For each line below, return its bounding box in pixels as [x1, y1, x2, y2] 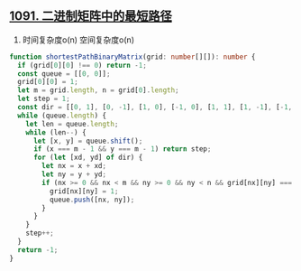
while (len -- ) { [25, 127, 87, 137]
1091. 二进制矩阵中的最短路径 [9, 8, 173, 24]
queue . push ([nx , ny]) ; [49, 195, 135, 204]
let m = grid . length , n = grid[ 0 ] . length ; [17, 86, 179, 95]
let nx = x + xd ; [41, 162, 106, 171]
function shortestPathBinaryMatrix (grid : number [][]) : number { [9, 52, 256, 61]
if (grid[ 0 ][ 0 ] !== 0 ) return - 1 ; [17, 61, 147, 70]
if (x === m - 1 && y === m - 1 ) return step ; [32, 145, 212, 154]
